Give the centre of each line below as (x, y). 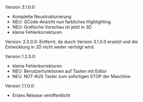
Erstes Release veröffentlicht (41, 95)
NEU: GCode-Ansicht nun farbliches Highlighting (61, 22)
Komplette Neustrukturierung (42, 16)
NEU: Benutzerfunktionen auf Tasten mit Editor (59, 71)
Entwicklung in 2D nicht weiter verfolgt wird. (50, 47)
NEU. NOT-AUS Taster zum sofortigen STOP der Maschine (71, 76)
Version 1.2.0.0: (21, 56)
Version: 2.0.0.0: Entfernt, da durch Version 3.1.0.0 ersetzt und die (71, 42)
